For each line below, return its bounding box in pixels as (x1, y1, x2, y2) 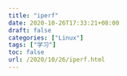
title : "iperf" (8, 11, 59, 20)
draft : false (8, 26, 52, 34)
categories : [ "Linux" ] (8, 33, 84, 42)
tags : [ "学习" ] (8, 41, 57, 49)
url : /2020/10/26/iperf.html (8, 56, 105, 64)
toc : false (8, 48, 45, 56)
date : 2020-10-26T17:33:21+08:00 (8, 19, 120, 27)
